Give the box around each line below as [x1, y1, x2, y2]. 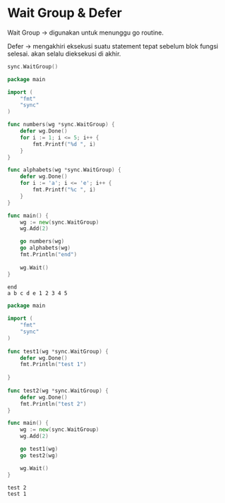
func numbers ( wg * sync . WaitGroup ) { [7, 121, 115, 128]
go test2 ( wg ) [20, 452, 59, 459]
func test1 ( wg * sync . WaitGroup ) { [7, 348, 109, 355]
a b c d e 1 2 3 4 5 [7, 289, 68, 297]
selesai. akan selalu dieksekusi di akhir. [7, 49, 121, 58]
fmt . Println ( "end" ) [20, 251, 78, 258]
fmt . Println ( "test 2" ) [20, 400, 87, 407]
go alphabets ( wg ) [20, 245, 71, 252]
